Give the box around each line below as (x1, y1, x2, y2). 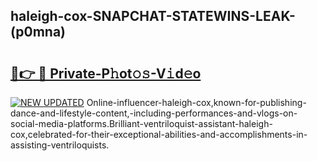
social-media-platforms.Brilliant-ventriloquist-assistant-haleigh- (10, 118, 273, 129)
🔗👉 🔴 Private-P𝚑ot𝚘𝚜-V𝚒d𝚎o (10, 65, 202, 82)
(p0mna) (10, 24, 67, 41)
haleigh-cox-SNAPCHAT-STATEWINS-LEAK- (10, 8, 296, 25)
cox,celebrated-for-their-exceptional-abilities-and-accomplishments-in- (10, 129, 308, 140)
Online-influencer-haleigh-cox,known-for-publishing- (86, 97, 307, 108)
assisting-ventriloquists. (10, 139, 110, 151)
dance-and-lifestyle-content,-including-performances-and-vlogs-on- (10, 107, 298, 119)
